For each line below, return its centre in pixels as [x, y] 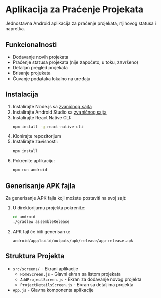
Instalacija [22, 95]
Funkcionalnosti [31, 45]
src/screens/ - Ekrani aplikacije [45, 268]
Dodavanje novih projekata [41, 57]
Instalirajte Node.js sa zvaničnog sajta [52, 106]
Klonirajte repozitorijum [37, 136]
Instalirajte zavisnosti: [35, 142]
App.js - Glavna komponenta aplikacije [53, 290]
